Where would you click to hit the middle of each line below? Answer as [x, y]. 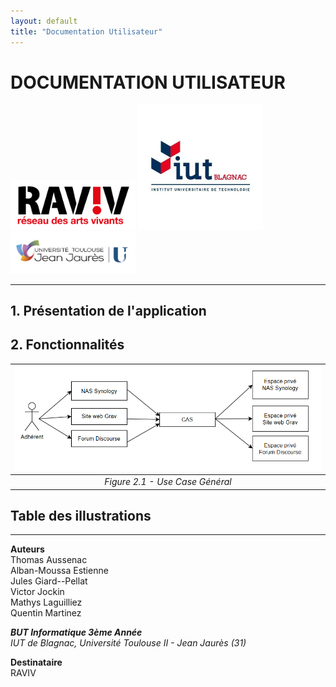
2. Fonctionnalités [67, 345]
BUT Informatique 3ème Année [76, 632]
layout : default [44, 21]
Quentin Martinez [46, 613]
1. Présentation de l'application [108, 311]
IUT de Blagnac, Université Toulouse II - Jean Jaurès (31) [128, 643]
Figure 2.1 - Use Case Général [168, 482]
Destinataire [36, 662]
